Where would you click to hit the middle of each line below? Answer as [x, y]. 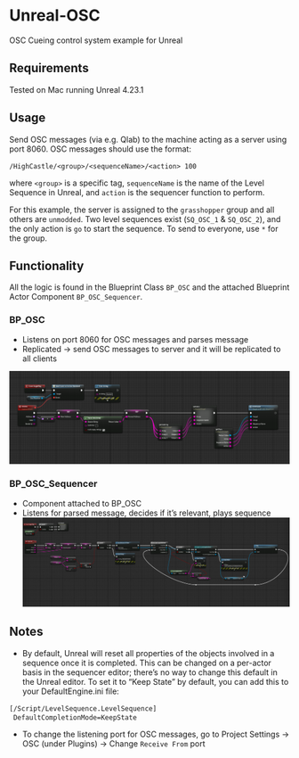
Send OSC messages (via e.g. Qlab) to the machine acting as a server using [148, 139]
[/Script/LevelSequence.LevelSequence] [83, 709]
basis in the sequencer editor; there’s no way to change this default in [149, 672]
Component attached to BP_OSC [82, 503]
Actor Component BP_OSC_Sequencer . [76, 297]
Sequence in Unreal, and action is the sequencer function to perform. [137, 192]
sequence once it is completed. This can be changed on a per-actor [146, 663]
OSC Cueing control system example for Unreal [96, 40]
